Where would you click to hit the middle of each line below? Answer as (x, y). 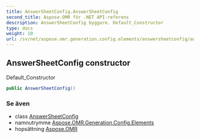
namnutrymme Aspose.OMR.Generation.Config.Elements (84, 123)
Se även (18, 103)
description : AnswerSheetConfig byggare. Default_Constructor (85, 23)
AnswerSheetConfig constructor (68, 63)
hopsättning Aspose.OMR (46, 129)
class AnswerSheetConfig (46, 116)
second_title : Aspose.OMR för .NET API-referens (68, 17)
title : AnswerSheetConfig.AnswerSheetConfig (62, 12)
